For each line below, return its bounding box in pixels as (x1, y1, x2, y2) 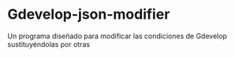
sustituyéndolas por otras (7, 39, 91, 48)
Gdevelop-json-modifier (7, 5, 170, 23)
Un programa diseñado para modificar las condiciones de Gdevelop (7, 31, 228, 41)
